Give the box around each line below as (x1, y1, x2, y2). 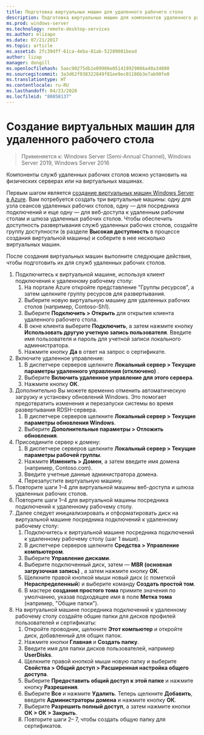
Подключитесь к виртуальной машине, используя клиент (15, 271, 165, 278)
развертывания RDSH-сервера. (15, 406, 98, 413)
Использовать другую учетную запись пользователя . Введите (24, 328, 192, 336)
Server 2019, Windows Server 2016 (21, 159, 110, 166)
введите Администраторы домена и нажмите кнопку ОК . (24, 696, 177, 703)
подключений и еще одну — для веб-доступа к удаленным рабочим (6, 208, 185, 215)
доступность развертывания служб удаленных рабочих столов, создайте (6, 221, 198, 228)
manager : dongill (6, 59, 50, 66)
